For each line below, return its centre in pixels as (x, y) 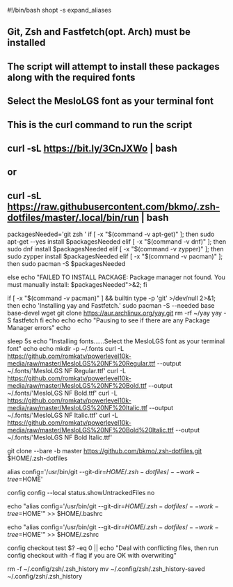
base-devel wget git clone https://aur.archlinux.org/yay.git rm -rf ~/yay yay (115, 313)
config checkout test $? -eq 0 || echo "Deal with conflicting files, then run (113, 548)
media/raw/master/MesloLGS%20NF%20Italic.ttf (78, 408)
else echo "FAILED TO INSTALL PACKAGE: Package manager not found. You (116, 277)
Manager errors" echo (39, 328)
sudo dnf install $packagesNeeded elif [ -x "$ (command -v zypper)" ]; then (115, 249)
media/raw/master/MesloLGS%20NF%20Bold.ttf (77, 386)
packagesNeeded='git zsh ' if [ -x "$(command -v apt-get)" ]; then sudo (111, 234)
